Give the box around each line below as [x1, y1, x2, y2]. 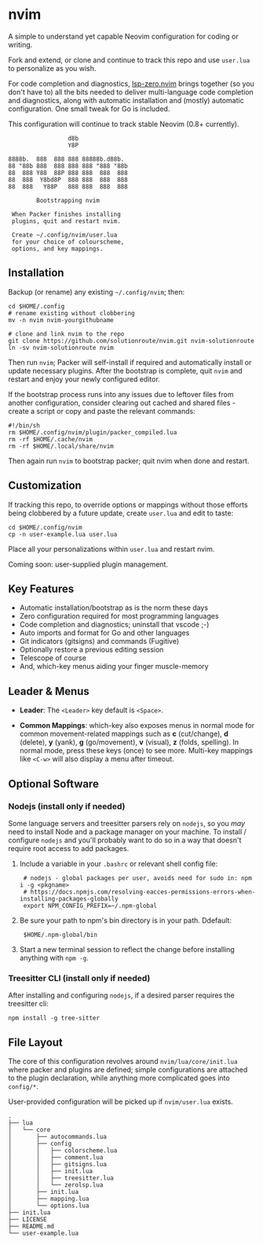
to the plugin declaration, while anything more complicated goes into [8, 1073, 230, 1083]
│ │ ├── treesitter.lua [8, 1174, 114, 1182]
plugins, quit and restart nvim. [11, 217, 122, 225]
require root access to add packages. [8, 843, 130, 853]
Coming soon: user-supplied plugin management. [8, 559, 169, 569]
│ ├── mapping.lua [8, 1195, 89, 1202]
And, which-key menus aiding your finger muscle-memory [19, 662, 210, 671]
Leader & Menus [8, 684, 90, 698]
